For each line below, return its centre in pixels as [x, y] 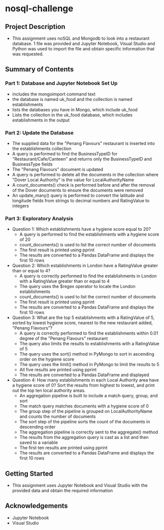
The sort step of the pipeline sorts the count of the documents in [85, 422]
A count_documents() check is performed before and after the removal [83, 185]
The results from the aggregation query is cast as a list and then [84, 437]
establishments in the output [41, 120]
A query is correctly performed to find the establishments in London [88, 276]
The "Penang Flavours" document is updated [58, 169]
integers [21, 206]
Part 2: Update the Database [39, 133]
